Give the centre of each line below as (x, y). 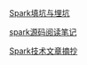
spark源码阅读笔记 (43, 32)
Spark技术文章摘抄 (43, 51)
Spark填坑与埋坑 (40, 13)
